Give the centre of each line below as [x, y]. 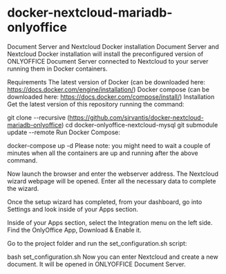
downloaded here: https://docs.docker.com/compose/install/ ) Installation [111, 97]
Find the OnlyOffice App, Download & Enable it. [74, 230]
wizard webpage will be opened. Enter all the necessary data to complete [112, 181]
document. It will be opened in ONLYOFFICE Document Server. [96, 264]
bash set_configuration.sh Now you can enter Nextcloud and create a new [113, 257]
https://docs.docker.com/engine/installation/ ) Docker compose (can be [108, 89]
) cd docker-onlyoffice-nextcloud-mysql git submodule [140, 125]
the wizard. [23, 188]
